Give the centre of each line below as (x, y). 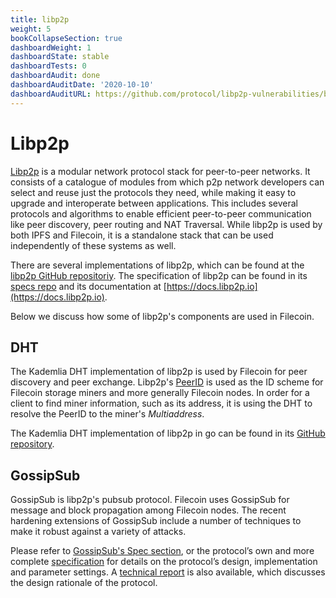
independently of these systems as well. (93, 245)
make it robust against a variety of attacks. (98, 532)
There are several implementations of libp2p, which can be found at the (157, 265)
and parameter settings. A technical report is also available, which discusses (168, 572)
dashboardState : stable (60, 57)
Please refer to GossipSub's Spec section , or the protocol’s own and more (162, 551)
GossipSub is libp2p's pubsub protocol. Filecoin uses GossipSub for (150, 500)
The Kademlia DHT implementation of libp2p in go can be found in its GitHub (168, 433)
